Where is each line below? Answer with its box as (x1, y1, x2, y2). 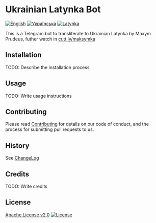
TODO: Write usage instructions (5, 93, 72, 99)
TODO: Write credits (5, 183, 47, 189)
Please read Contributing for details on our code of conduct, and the (5, 121, 149, 127)
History (5, 141, 30, 150)
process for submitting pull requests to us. (5, 126, 94, 132)
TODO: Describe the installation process (5, 64, 90, 70)
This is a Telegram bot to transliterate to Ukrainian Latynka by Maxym (5, 30, 151, 36)
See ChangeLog (5, 155, 39, 161)
